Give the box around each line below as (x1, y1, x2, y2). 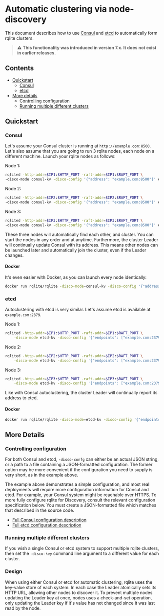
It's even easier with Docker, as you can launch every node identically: (5, 274, 147, 280)
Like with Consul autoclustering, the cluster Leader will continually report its (5, 390, 158, 396)
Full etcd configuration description (12, 522, 82, 528)
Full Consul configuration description (12, 517, 87, 523)
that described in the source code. (5, 507, 75, 513)
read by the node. (5, 605, 41, 611)
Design (5, 568, 22, 575)
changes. (5, 252, 24, 258)
